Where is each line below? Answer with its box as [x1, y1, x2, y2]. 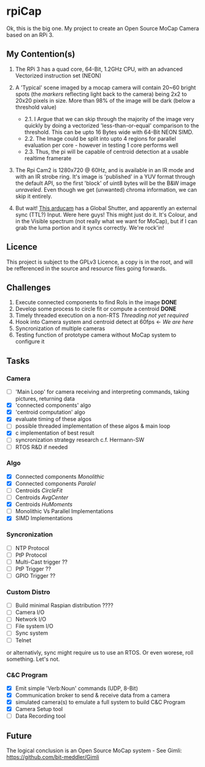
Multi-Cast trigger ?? [15, 558, 68, 565]
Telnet [15, 636, 32, 643]
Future [6, 730, 33, 741]
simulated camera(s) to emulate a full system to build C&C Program [15, 699, 185, 706]
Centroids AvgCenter [15, 494, 69, 502]
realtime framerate [24, 154, 72, 162]
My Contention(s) [6, 49, 75, 60]
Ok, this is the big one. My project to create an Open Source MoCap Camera [6, 25, 199, 32]
